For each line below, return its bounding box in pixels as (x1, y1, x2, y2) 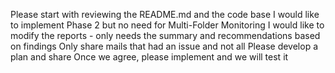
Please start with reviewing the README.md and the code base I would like (10, 9, 320, 20)
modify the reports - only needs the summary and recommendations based (10, 30, 321, 41)
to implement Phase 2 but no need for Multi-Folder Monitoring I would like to (10, 19, 325, 31)
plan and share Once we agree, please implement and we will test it (10, 51, 289, 63)
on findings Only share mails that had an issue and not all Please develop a (10, 40, 319, 52)
